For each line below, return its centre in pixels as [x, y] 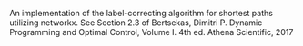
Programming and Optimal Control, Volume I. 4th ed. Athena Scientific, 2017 [151, 32]
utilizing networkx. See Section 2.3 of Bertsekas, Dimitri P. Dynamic [136, 23]
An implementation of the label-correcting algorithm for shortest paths [141, 13]
